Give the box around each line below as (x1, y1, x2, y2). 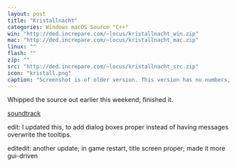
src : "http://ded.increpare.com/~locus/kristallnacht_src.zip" (7, 63, 199, 70)
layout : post (7, 10, 46, 18)
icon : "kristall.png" (7, 69, 72, 76)
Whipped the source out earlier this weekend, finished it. (7, 96, 174, 104)
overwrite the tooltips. (7, 130, 72, 139)
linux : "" (7, 43, 37, 50)
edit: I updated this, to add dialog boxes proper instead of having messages (7, 123, 229, 132)
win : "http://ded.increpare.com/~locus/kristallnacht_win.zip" (7, 30, 199, 38)
